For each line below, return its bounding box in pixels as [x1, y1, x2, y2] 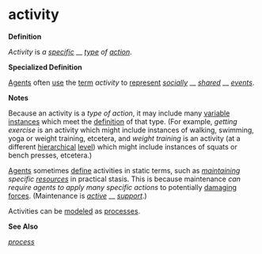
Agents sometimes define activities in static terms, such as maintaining [8, 165, 241, 175]
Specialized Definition [8, 62, 82, 72]
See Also [8, 222, 38, 231]
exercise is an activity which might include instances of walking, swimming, [8, 125, 255, 135]
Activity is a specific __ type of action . [8, 47, 132, 56]
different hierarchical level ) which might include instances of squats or [8, 142, 237, 151]
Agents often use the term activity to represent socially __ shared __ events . [8, 78, 255, 87]
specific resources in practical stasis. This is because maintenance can [8, 174, 241, 184]
